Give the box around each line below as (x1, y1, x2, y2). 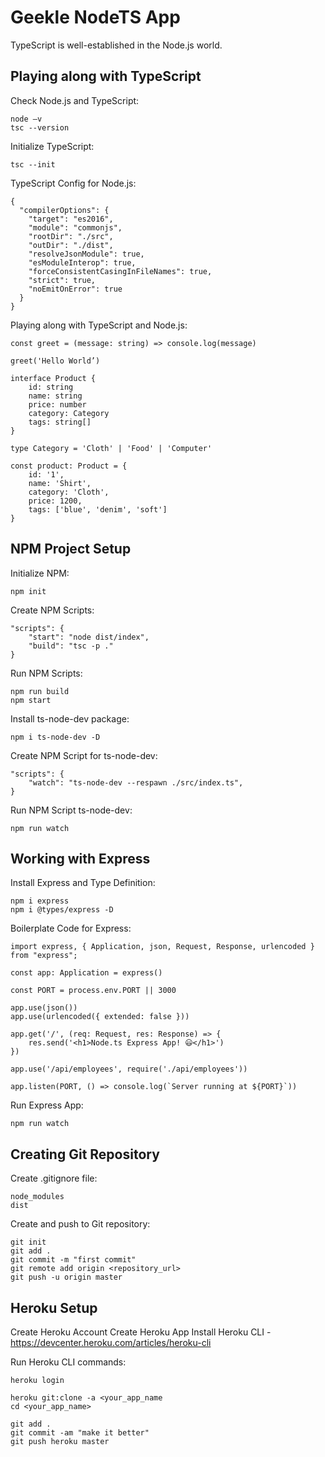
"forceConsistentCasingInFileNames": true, (28, 266, 213, 276)
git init (10, 1237, 47, 1248)
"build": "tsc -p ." (28, 641, 114, 651)
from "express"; (10, 951, 78, 961)
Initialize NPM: (10, 567, 70, 579)
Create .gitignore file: (10, 1172, 98, 1185)
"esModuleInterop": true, (28, 257, 137, 268)
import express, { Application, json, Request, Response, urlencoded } (10, 942, 315, 952)
